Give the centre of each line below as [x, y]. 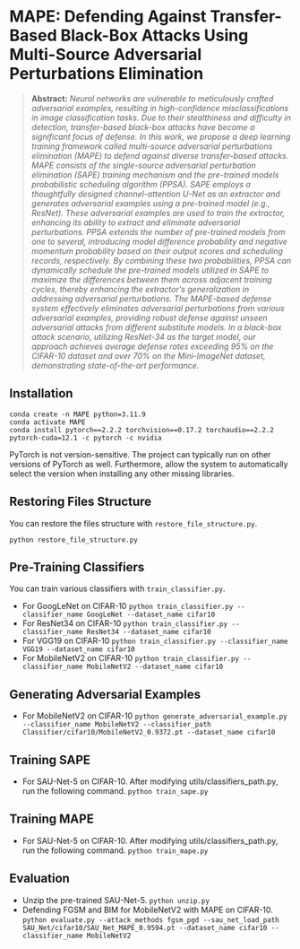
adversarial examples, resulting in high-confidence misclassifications [160, 108]
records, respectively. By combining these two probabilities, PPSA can [161, 260]
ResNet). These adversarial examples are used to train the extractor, [158, 213]
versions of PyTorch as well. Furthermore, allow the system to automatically [149, 464]
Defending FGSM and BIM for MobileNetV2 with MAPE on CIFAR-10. [147, 910]
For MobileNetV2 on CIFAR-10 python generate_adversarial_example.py [155, 716]
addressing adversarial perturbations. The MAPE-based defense [151, 299]
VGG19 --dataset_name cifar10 [79, 649]
